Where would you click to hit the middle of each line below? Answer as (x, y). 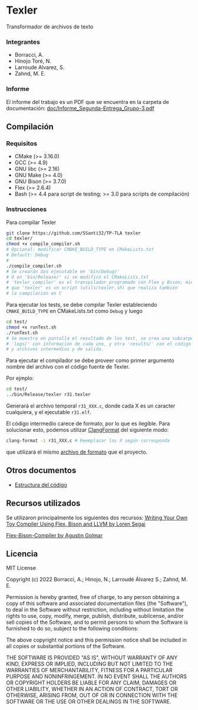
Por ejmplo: (20, 378)
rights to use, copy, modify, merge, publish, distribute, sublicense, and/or (95, 616)
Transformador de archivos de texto (50, 27)
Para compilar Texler (31, 222)
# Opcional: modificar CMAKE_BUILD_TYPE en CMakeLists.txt (80, 250)
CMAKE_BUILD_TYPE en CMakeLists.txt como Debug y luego (75, 311)
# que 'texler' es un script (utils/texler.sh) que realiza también (92, 288)
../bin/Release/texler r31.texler (49, 395)
